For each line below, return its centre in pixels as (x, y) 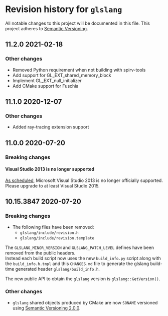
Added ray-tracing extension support (51, 127)
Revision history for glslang (64, 9)
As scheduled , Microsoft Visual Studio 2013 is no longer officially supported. (84, 180)
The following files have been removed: (53, 227)
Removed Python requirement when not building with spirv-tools (79, 70)
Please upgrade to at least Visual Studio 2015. (52, 185)
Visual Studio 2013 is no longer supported (50, 169)
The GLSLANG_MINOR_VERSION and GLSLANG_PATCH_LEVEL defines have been (80, 247)
